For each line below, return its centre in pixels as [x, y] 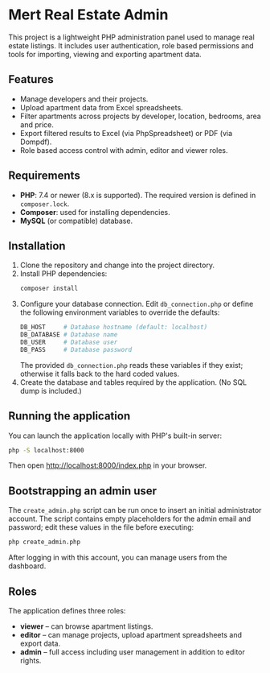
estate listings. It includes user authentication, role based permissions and [131, 45]
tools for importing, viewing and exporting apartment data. [105, 54]
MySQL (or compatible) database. [76, 221]
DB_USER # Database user [69, 342]
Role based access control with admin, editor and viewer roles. [124, 150]
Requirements [44, 176]
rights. [31, 660]
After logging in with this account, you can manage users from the [118, 558]
